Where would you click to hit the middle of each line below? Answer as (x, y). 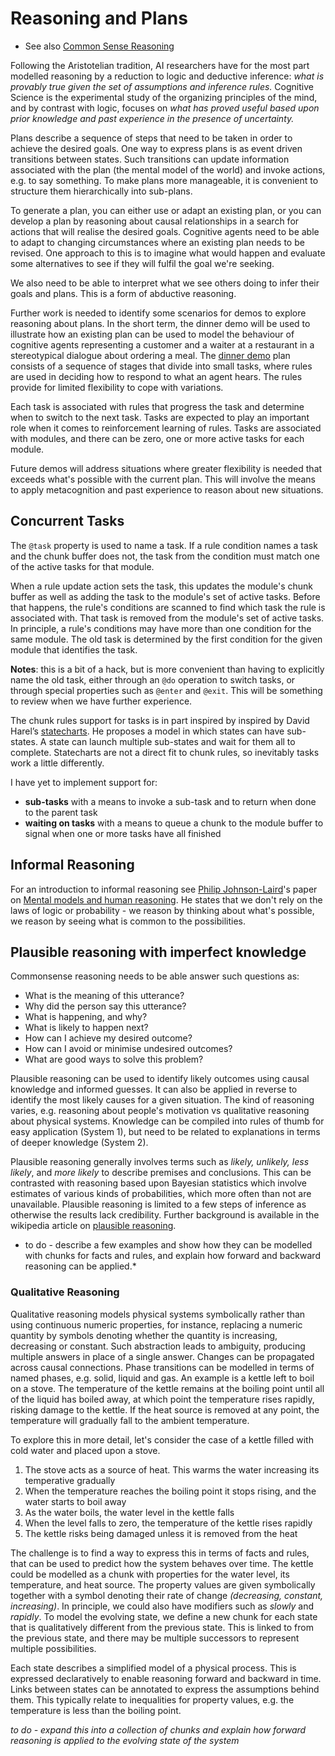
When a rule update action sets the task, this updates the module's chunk (162, 586)
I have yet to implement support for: (84, 782)
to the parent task (61, 812)
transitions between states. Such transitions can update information (150, 159)
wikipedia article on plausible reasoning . (93, 1226)
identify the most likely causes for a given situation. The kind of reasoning (162, 1100)
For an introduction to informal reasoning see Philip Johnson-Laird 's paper (164, 889)
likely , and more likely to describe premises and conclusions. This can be (161, 1173)
